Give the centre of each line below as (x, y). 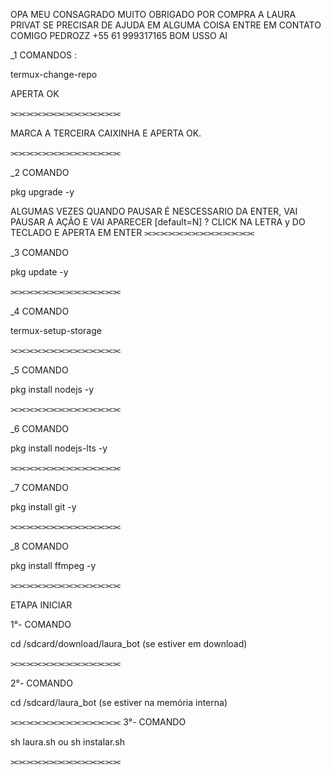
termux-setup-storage (56, 330)
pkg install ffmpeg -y (53, 565)
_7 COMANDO (39, 487)
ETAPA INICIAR (41, 605)
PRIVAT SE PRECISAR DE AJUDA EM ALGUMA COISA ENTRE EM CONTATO (166, 25)
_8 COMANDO (39, 546)
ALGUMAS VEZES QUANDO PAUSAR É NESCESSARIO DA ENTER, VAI (154, 211)
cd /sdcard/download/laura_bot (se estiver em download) (129, 643)
